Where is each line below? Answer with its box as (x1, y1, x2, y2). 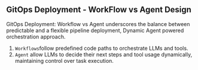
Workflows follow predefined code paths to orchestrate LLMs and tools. (14, 44, 188, 52)
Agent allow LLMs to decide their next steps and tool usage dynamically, (14, 50, 193, 58)
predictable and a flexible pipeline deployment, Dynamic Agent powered (6, 27, 184, 34)
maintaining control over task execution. (14, 57, 114, 64)
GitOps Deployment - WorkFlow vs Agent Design (6, 5, 191, 15)
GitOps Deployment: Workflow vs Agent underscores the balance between (6, 20, 190, 27)
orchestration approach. (6, 33, 66, 40)
